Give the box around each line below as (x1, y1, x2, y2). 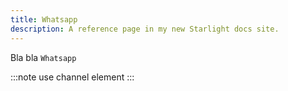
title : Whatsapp (10, 14, 78, 25)
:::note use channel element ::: (10, 71, 135, 83)
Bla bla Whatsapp (10, 51, 77, 63)
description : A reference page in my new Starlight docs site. (10, 24, 280, 34)
